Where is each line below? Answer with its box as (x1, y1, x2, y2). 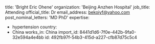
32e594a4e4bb (12, 34, 44, 40)
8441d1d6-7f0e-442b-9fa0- (79, 29, 136, 35)
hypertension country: (12, 24, 57, 30)
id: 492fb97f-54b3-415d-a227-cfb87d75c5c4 (44, 34, 137, 40)
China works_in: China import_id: (12, 29, 79, 35)
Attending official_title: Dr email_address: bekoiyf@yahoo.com (5, 9, 131, 15)
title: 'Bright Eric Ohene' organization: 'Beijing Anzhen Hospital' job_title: (5, 4, 150, 10)
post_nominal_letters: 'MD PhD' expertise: (5, 15, 89, 20)
